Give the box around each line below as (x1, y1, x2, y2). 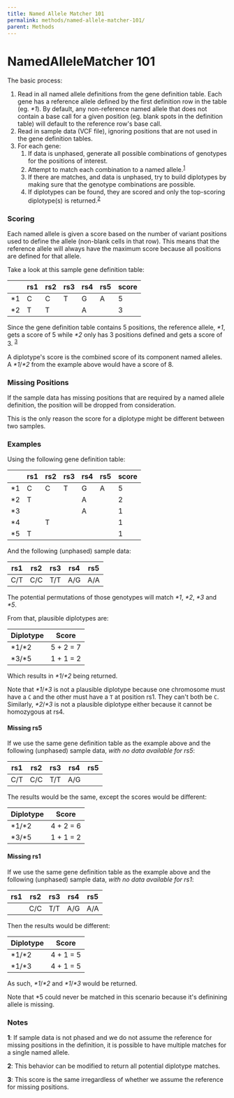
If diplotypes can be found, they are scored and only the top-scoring (27, 187, 226, 196)
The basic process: (7, 76, 63, 85)
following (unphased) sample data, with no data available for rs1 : (7, 875, 194, 883)
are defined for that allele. (7, 252, 82, 260)
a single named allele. (7, 1048, 70, 1056)
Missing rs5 (7, 723, 43, 732)
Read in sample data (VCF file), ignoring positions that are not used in (17, 127, 218, 136)
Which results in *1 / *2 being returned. (7, 672, 118, 680)
